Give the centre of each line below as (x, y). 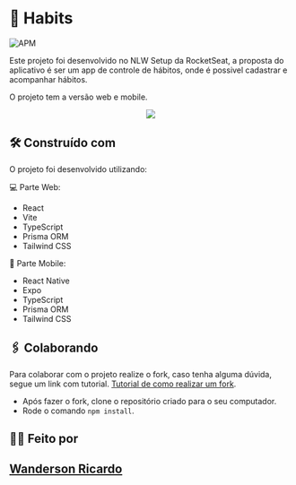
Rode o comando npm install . (78, 411)
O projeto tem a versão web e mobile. (78, 97)
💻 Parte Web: (35, 186)
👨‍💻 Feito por (44, 438)
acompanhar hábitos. (48, 79)
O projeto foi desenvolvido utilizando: (78, 169)
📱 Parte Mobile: (38, 263)
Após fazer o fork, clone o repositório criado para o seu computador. (149, 401)
